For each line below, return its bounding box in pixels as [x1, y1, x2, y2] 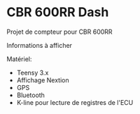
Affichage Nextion [16, 75, 69, 84]
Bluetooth [16, 91, 45, 99]
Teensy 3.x [16, 68, 49, 77]
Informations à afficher [6, 41, 73, 49]
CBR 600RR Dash [6, 4, 109, 20]
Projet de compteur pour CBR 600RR [6, 27, 113, 36]
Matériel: [6, 54, 32, 63]
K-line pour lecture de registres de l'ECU [16, 98, 134, 106]
